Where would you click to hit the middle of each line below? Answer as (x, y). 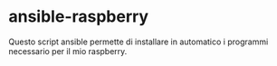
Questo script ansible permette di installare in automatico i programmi (138, 42)
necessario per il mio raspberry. (68, 51)
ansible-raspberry (79, 17)
